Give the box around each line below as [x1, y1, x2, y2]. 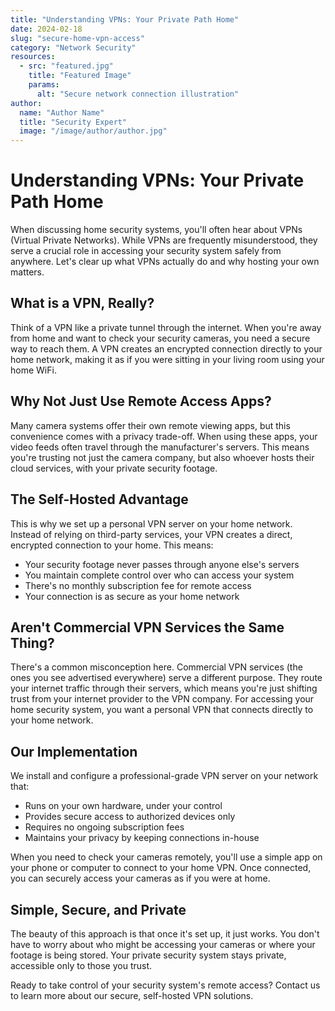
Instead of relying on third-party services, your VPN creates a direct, [10, 528, 293, 540]
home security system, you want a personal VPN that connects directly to [10, 704, 314, 716]
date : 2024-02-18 [10, 24, 83, 34]
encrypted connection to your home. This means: [10, 539, 214, 551]
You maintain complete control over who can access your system [24, 569, 295, 581]
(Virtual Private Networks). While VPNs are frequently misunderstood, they [10, 234, 318, 246]
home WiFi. [10, 364, 57, 376]
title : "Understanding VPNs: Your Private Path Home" [10, 14, 240, 25]
